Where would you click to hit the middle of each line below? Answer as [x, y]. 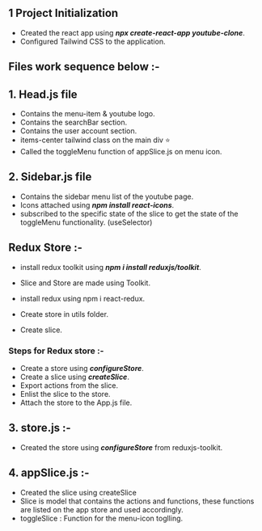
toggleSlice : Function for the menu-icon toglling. [101, 518]
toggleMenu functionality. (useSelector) [86, 222]
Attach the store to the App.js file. [76, 402]
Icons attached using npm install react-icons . [97, 204]
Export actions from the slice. [69, 385]
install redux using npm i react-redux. [82, 298]
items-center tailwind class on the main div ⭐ [95, 140]
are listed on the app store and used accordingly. [101, 509]
